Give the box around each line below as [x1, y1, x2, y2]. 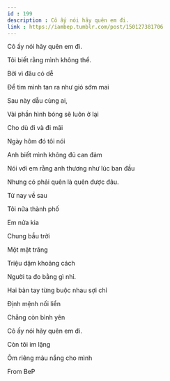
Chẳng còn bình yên [7, 313, 65, 322]
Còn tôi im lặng [7, 340, 51, 349]
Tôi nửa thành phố [7, 205, 59, 213]
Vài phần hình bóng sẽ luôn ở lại [7, 110, 99, 119]
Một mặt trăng [7, 245, 48, 254]
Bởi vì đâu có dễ [7, 69, 54, 78]
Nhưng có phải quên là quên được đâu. [7, 178, 120, 186]
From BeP [7, 368, 36, 376]
